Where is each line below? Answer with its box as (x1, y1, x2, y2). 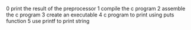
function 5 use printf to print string (6, 18, 90, 24)
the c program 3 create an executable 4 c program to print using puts (6, 11, 174, 18)
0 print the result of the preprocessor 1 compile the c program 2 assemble (6, 5, 186, 12)
